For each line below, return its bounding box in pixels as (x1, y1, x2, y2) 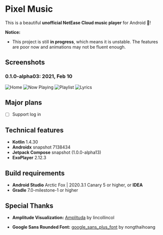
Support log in (12, 112, 41, 117)
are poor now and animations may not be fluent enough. (12, 44, 126, 50)
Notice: (5, 29, 21, 35)
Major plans (5, 98, 42, 107)
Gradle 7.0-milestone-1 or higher (12, 187, 79, 193)
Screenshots (5, 58, 45, 67)
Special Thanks (5, 202, 54, 210)
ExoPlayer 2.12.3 (12, 155, 47, 161)
